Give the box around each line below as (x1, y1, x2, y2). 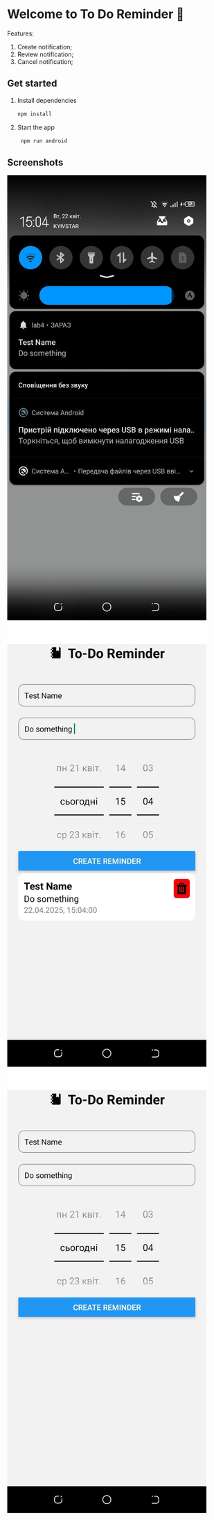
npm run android (20, 137, 68, 145)
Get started (7, 78, 57, 90)
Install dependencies (17, 96, 78, 104)
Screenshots (7, 156, 64, 168)
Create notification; (17, 42, 73, 51)
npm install (17, 111, 52, 118)
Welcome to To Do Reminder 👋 (7, 6, 185, 22)
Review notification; (17, 50, 74, 58)
